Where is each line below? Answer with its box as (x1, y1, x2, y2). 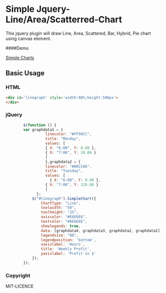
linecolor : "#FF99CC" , (45, 132, 92, 137)
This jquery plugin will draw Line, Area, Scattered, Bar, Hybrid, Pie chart (5, 30, 151, 36)
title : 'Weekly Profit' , (40, 247, 92, 251)
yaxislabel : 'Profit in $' (40, 251, 97, 256)
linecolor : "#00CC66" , (45, 164, 92, 169)
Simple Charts (5, 54, 34, 60)
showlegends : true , (40, 223, 81, 228)
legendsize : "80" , (40, 233, 79, 238)
